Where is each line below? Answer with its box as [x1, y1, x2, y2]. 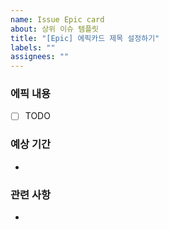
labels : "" [10, 42, 56, 53]
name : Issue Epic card [10, 14, 105, 25]
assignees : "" [10, 52, 70, 62]
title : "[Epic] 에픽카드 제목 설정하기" [10, 33, 160, 43]
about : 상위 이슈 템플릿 [10, 24, 100, 34]
